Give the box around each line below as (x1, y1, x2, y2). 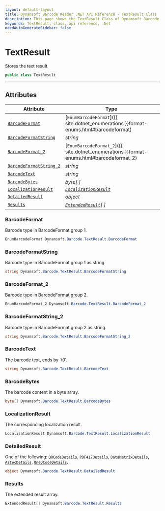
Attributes (5, 91, 37, 99)
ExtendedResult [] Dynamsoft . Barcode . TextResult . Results (5, 501, 122, 506)
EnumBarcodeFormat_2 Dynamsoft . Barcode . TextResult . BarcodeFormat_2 (5, 302, 146, 307)
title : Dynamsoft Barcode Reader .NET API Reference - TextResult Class (5, 12, 157, 17)
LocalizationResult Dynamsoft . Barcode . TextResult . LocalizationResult (5, 431, 151, 436)
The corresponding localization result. (5, 422, 82, 428)
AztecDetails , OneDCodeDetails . (5, 459, 69, 465)
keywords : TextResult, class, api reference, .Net (5, 21, 111, 26)
